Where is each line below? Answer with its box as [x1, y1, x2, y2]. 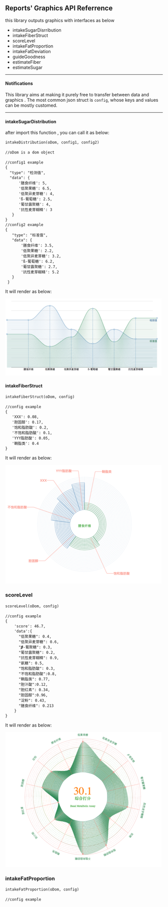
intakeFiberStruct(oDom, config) [5, 395, 75, 400]
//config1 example [5, 160, 43, 165]
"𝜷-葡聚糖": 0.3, [18, 644, 52, 650]
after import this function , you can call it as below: [5, 130, 109, 136]
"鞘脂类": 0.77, [18, 676, 50, 681]
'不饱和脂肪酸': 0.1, [11, 431, 52, 436]
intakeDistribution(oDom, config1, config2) [5, 140, 99, 145]
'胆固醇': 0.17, [11, 420, 43, 425]
